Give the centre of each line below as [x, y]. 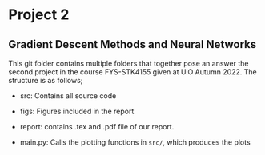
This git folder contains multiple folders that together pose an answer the [128, 63]
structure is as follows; [46, 80]
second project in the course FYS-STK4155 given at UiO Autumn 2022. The [133, 72]
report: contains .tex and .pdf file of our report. [97, 127]
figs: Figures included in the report [77, 111]
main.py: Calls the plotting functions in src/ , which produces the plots [135, 142]
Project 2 [39, 15]
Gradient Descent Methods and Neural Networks [132, 44]
